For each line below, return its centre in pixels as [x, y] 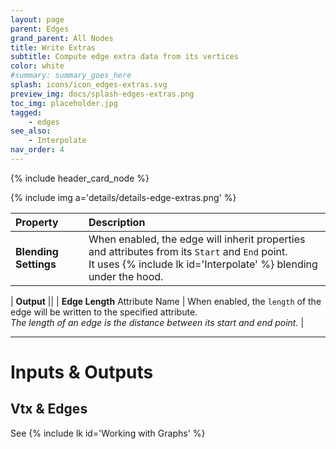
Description [117, 222]
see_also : [31, 131]
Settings [36, 264]
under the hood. [126, 276]
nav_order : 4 [37, 150]
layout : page [37, 19]
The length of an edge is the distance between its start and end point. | [157, 322]
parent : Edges [40, 29]
